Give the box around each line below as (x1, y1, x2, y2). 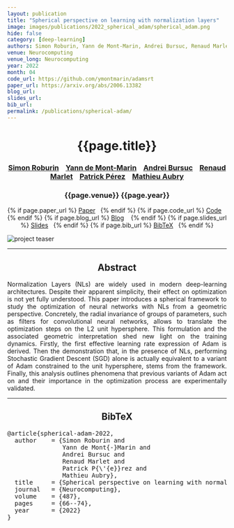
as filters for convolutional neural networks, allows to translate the (7, 317, 227, 325)
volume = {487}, (14, 492, 81, 500)
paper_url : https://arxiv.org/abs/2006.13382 (7, 82, 141, 89)
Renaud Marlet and (62, 457, 125, 465)
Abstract (97, 262, 137, 273)
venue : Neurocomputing (7, 50, 73, 57)
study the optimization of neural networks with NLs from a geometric (7, 302, 227, 311)
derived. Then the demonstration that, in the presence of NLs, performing (7, 347, 227, 355)
